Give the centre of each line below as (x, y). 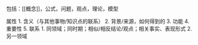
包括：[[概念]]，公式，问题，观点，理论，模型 (62, 9)
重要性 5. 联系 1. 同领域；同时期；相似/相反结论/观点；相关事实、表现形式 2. (99, 29)
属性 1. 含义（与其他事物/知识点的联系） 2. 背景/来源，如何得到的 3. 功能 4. (98, 21)
